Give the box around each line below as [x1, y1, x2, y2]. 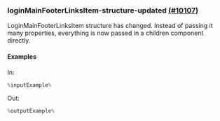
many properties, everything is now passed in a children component [7, 29, 204, 37]
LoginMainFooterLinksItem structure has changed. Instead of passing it [7, 22, 213, 30]
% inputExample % [7, 81, 52, 89]
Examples [7, 52, 37, 61]
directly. [7, 36, 31, 45]
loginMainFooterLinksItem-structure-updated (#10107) [7, 6, 198, 15]
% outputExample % [7, 108, 55, 115]
